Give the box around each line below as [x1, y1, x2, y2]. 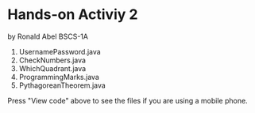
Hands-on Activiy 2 [7, 6, 138, 24]
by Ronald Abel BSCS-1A [7, 32, 89, 41]
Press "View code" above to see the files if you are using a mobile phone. [7, 96, 248, 105]
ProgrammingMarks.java [18, 72, 100, 81]
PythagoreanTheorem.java [18, 81, 106, 90]
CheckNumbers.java [18, 55, 87, 65]
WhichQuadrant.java [18, 63, 87, 73]
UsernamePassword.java [18, 47, 101, 56]
